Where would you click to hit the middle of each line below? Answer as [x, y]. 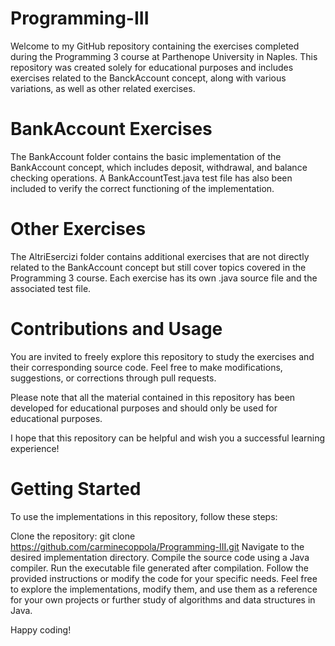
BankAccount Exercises [111, 129]
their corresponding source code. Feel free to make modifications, [146, 367]
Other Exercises [78, 229]
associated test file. [51, 288]
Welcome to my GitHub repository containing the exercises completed [155, 46]
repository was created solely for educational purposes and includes [152, 67]
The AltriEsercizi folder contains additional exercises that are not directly [160, 256]
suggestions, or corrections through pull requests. [113, 378]
